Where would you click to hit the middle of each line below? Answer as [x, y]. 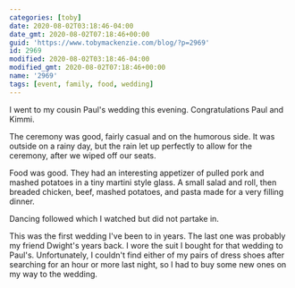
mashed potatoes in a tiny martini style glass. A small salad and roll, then [143, 182]
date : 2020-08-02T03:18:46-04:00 [72, 26]
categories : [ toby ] [46, 17]
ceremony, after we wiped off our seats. [83, 155]
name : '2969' [34, 76]
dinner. [22, 201]
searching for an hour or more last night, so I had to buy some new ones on [148, 264]
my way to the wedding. [54, 274]
